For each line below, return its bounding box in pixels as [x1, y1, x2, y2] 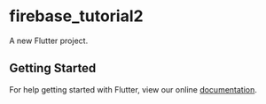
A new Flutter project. [9, 35, 89, 46]
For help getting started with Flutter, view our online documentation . [9, 84, 257, 94]
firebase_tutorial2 [9, 6, 144, 26]
